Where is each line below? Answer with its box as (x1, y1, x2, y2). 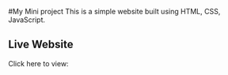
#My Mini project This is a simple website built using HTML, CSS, (8, 7, 221, 16)
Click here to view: (8, 58, 69, 68)
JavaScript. (8, 15, 46, 24)
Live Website (8, 38, 74, 51)
